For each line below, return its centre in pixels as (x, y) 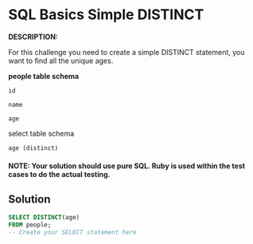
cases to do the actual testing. (59, 174)
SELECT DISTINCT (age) (44, 218)
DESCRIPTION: (33, 37)
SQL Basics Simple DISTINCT (106, 15)
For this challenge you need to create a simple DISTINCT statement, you (127, 52)
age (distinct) (33, 148)
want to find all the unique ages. (61, 61)
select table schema (41, 133)
